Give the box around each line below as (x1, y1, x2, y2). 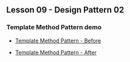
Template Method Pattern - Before (15, 36, 101, 44)
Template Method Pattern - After (15, 49, 97, 56)
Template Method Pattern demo (6, 23, 102, 32)
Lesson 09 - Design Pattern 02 (6, 5, 125, 15)
